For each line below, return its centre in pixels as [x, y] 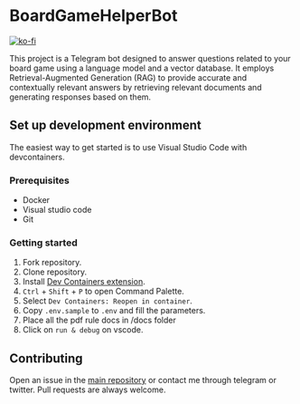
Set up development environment [105, 125]
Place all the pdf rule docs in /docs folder [99, 320]
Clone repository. [55, 272]
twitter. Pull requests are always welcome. [88, 390]
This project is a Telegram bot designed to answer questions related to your [150, 58]
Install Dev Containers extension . [84, 282]
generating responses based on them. [80, 97]
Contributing [46, 358]
